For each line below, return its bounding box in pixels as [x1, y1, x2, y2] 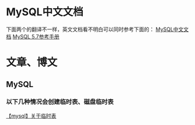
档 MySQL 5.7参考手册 [6, 33, 60, 40]
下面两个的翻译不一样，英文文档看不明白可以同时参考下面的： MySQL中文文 [6, 26, 189, 33]
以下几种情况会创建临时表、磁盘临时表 [6, 98, 114, 106]
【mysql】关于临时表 [6, 112, 57, 119]
